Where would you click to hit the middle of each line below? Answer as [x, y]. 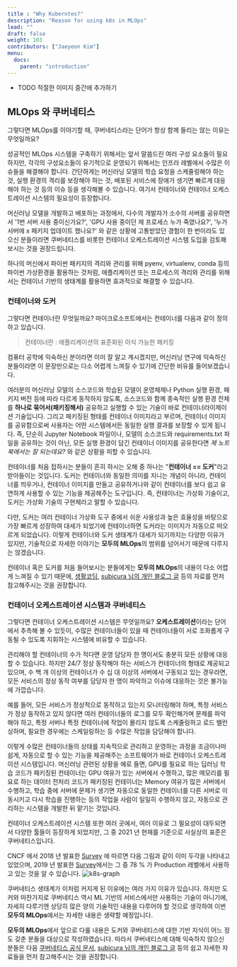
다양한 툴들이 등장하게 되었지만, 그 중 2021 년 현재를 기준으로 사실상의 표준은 [121, 832]
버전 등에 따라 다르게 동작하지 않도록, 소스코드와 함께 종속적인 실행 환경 [118, 398]
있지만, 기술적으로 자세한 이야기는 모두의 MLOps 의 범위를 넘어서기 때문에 [109, 543]
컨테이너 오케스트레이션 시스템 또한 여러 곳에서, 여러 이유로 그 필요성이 [104, 824]
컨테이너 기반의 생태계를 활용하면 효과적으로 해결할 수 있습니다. [107, 281]
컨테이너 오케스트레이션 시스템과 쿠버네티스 [77, 605]
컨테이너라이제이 [204, 407]
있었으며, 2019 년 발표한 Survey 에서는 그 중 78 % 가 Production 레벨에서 [109, 865]
